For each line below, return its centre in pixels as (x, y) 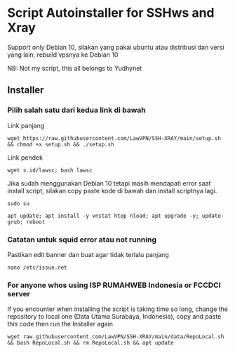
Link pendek (25, 157)
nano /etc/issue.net (38, 268)
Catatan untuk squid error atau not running (82, 240)
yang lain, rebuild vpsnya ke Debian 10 (63, 55)
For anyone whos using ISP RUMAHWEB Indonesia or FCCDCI (114, 285)
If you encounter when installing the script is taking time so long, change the (118, 309)
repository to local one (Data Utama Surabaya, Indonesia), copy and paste (114, 317)
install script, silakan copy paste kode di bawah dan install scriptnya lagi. (112, 191)
